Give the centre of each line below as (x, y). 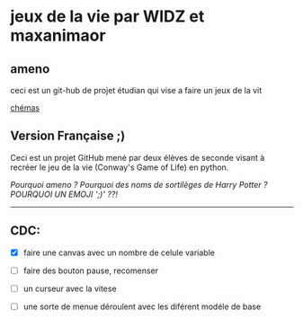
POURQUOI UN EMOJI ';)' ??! (64, 194)
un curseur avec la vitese (70, 288)
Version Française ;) (68, 136)
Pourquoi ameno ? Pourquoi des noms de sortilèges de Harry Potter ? (139, 184)
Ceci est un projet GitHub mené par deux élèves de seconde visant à (138, 157)
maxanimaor (58, 35)
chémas (25, 108)
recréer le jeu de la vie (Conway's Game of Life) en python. (120, 167)
